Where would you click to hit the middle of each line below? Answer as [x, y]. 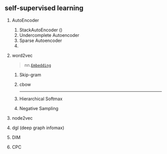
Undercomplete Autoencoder [49, 35]
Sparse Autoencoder [41, 40]
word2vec [22, 55]
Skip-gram [30, 75]
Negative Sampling [39, 108]
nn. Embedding [38, 65]
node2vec [22, 118]
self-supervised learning [44, 8]
